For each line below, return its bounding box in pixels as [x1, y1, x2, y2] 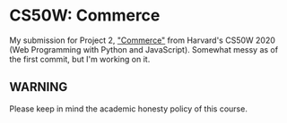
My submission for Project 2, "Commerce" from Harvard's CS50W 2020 [9, 35, 275, 45]
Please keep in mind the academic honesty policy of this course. [9, 103, 248, 114]
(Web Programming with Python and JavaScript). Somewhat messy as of [9, 44, 279, 54]
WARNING [9, 79, 68, 94]
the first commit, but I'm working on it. [9, 53, 151, 64]
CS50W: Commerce [9, 5, 161, 26]
